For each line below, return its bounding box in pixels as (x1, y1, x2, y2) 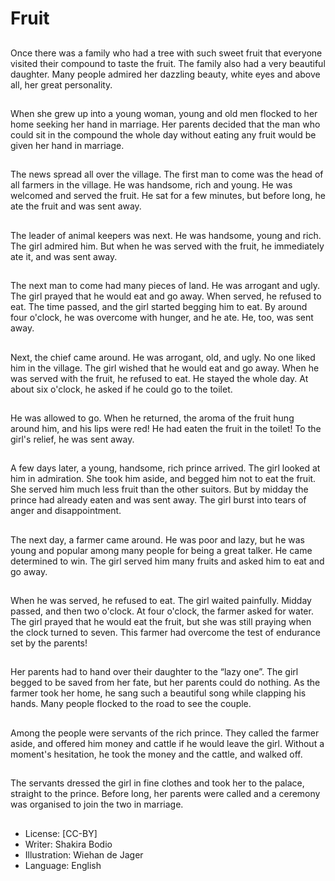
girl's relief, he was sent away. (10, 433, 135, 445)
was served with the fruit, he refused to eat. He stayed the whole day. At (10, 372, 309, 384)
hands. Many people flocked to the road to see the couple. (10, 698, 252, 710)
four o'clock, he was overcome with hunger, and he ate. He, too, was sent (10, 312, 314, 324)
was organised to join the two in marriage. (10, 798, 184, 811)
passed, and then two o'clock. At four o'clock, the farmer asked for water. (10, 605, 314, 617)
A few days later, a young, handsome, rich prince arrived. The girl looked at (10, 462, 321, 474)
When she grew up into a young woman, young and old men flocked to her (10, 107, 318, 119)
